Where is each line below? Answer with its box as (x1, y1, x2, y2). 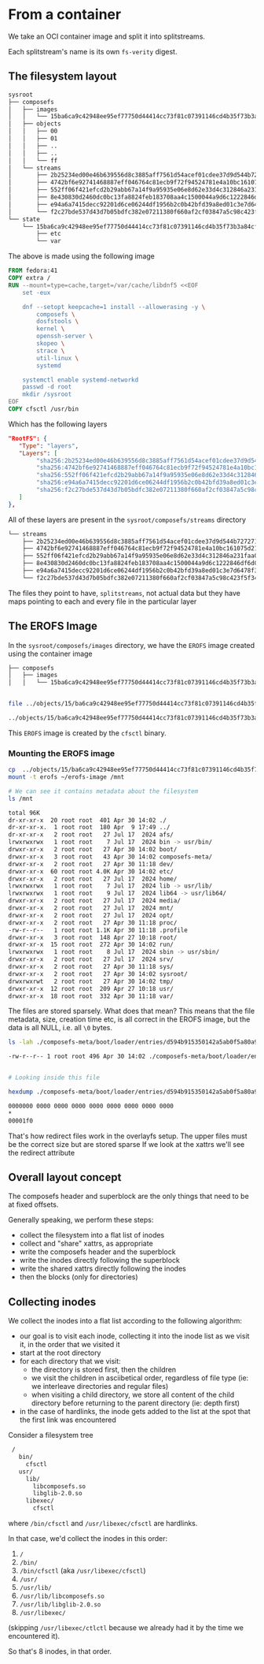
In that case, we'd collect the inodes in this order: (8, 1534, 167, 1543)
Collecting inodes (8, 1295, 97, 1308)
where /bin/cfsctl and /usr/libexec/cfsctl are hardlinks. (8, 1519, 198, 1528)
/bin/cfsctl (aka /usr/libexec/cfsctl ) (19, 1566, 147, 1576)
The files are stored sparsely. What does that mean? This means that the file (8, 1007, 255, 1016)
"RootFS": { (8, 434, 47, 442)
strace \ (36, 347, 65, 355)
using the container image (8, 649, 93, 658)
